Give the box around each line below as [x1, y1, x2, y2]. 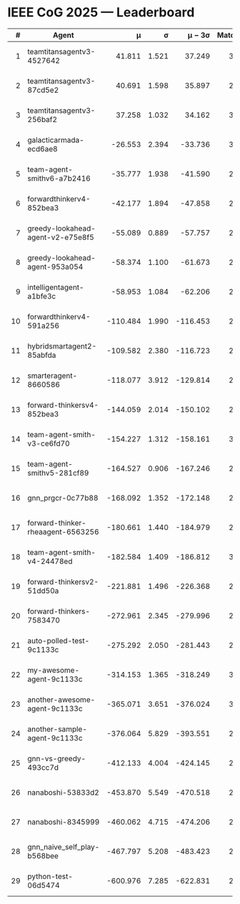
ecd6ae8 [27, 144, 59, 154]
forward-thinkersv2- [27, 576, 99, 586]
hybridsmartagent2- [27, 341, 97, 351]
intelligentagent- [27, 282, 84, 292]
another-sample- [27, 724, 88, 734]
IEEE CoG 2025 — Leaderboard [7, 4, 195, 21]
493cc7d [27, 762, 59, 772]
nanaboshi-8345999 [27, 817, 100, 827]
